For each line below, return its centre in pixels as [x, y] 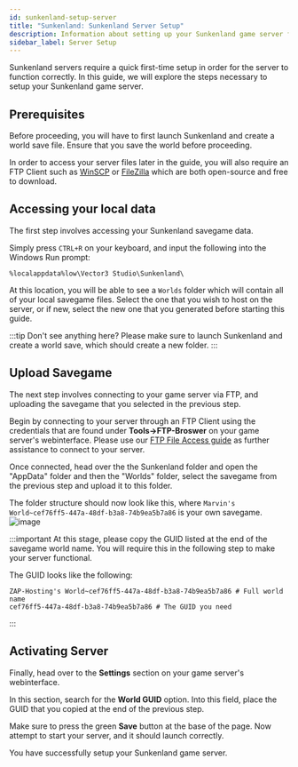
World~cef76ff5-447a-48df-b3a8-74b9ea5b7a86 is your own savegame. [136, 512]
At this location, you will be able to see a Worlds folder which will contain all [146, 290]
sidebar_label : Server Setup [63, 42]
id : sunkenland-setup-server [63, 17]
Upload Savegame [61, 373]
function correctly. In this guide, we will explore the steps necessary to [138, 77]
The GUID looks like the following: [71, 575]
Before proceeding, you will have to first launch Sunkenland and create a [142, 136]
